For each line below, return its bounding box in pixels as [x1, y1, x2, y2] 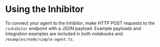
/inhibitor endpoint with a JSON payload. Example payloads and [5, 25, 141, 31]
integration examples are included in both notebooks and [5, 30, 123, 36]
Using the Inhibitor [5, 3, 84, 15]
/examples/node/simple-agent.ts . [5, 36, 74, 42]
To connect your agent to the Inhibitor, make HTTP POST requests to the [5, 20, 155, 26]
